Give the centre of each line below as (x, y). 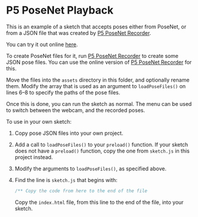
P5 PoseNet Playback (60, 10)
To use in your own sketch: (39, 121)
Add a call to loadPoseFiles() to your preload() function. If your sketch (101, 144)
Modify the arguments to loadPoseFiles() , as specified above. (90, 169)
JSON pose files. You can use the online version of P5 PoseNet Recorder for (99, 62)
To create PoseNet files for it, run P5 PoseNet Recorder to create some (92, 56)
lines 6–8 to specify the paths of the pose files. (63, 92)
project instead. (34, 157)
